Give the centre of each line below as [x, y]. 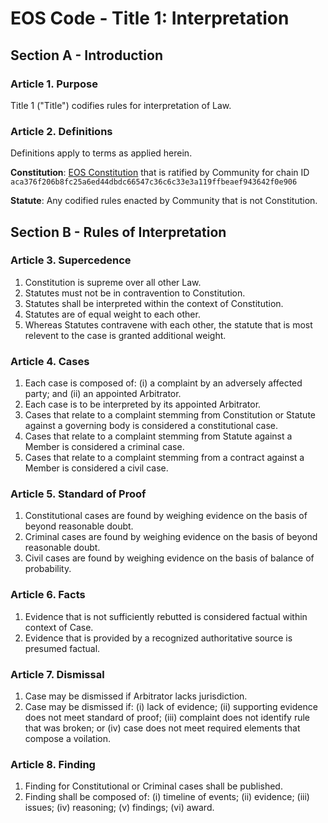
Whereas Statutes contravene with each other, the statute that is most [168, 324]
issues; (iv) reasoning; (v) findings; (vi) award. [119, 808]
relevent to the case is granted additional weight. [125, 335]
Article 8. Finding [53, 764]
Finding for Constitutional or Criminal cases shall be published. [153, 786]
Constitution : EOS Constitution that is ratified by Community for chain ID [160, 173]
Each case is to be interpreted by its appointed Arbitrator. [143, 404]
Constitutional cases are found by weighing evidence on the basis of [166, 516]
